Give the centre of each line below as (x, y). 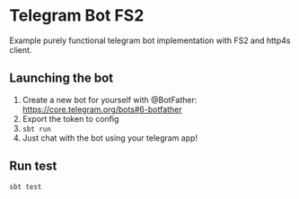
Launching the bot (62, 78)
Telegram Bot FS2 (77, 16)
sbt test (26, 186)
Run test (33, 166)
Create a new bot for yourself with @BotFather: (110, 99)
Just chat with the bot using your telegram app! (110, 138)
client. (21, 49)
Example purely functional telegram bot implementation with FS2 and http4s (150, 40)
